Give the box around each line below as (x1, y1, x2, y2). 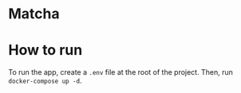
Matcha (8, 5, 60, 23)
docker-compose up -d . (8, 76, 82, 86)
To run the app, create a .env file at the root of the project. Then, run (8, 68, 233, 77)
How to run (8, 41, 83, 60)
